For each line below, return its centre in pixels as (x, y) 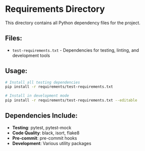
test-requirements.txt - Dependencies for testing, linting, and (75, 50)
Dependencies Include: (41, 116)
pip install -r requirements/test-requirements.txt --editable (71, 100)
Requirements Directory (55, 9)
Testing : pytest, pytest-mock (42, 127)
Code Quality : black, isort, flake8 (46, 133)
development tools (31, 55)
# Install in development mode (37, 96)
